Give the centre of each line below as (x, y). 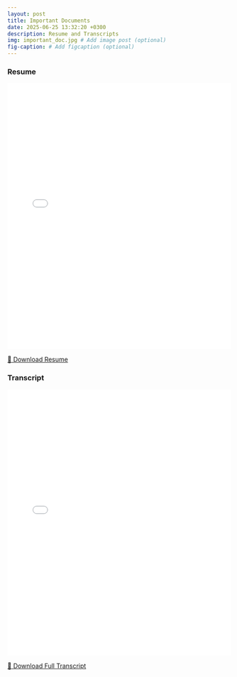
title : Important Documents (49, 21)
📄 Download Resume (38, 360)
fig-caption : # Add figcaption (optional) (71, 47)
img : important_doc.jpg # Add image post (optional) (87, 40)
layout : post (27, 14)
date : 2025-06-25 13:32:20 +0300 (57, 27)
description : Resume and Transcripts (63, 34)
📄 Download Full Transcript (47, 666)
